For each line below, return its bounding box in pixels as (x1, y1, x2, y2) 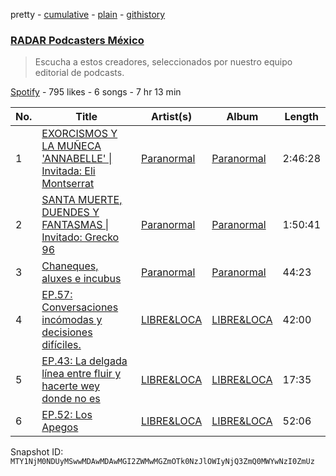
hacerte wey (41, 379, 101, 393)
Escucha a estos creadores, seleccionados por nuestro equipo (34, 56, 293, 68)
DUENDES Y (41, 205, 100, 219)
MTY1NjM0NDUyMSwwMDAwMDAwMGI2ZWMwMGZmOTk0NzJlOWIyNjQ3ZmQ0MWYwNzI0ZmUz (10, 457, 315, 467)
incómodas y (41, 313, 103, 327)
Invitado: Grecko (41, 230, 120, 244)
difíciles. (41, 338, 82, 352)
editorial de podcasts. (34, 67, 125, 79)
